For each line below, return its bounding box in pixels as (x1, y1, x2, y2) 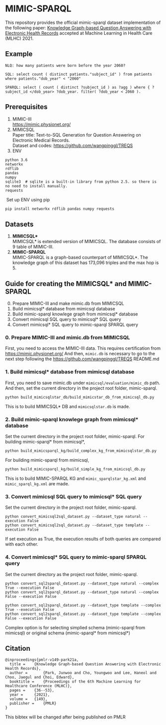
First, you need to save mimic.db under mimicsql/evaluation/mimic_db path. (5, 380, 161, 386)
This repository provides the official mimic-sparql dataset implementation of (5, 19, 161, 25)
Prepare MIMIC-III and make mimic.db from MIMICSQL (12, 300, 124, 306)
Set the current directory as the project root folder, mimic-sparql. (5, 571, 138, 577)
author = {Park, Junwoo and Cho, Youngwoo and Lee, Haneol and (9, 671, 157, 676)
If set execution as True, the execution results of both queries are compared (5, 536, 161, 542)
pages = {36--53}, (9, 688, 55, 693)
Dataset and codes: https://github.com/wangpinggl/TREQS (12, 143, 133, 148)
